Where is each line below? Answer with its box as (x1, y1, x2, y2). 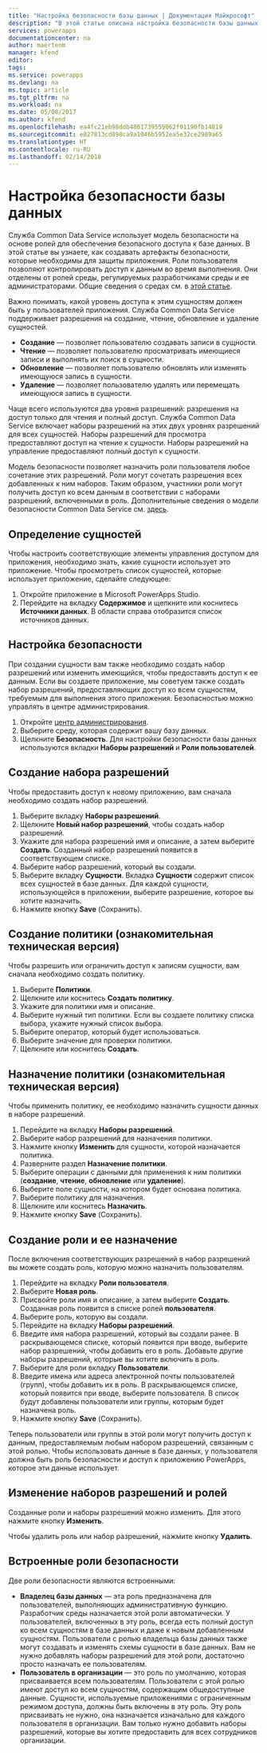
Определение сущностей (8, 528, 142, 541)
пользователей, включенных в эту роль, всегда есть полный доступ (19, 1616, 253, 1626)
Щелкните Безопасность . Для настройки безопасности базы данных (19, 734, 257, 743)
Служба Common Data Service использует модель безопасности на (8, 231, 239, 240)
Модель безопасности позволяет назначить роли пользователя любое (8, 462, 250, 472)
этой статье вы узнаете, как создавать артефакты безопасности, (8, 247, 230, 257)
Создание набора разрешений (8, 766, 170, 779)
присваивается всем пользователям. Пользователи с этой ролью (19, 1676, 245, 1685)
